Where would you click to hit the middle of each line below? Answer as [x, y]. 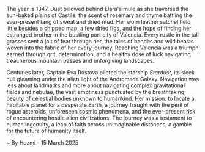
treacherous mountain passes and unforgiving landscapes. [80, 61]
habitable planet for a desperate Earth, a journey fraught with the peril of [98, 105]
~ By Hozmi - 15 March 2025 [43, 143]
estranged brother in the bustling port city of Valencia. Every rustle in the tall [102, 35]
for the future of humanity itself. [47, 131]
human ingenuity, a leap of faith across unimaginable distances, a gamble [99, 124]
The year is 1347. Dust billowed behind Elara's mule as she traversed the [97, 9]
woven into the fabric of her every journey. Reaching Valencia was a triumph [102, 48]
